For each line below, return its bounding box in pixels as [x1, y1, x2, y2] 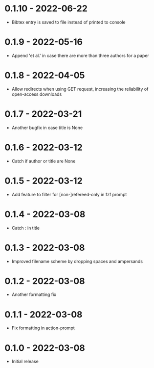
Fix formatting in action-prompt [11, 325, 75, 331]
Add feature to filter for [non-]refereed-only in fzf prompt [11, 191, 127, 197]
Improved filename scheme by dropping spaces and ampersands [11, 258, 143, 264]
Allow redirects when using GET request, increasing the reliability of [11, 86, 149, 92]
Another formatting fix [11, 291, 57, 297]
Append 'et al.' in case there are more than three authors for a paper [11, 53, 150, 58]
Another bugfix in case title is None [11, 125, 83, 131]
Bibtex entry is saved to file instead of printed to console [11, 19, 126, 25]
